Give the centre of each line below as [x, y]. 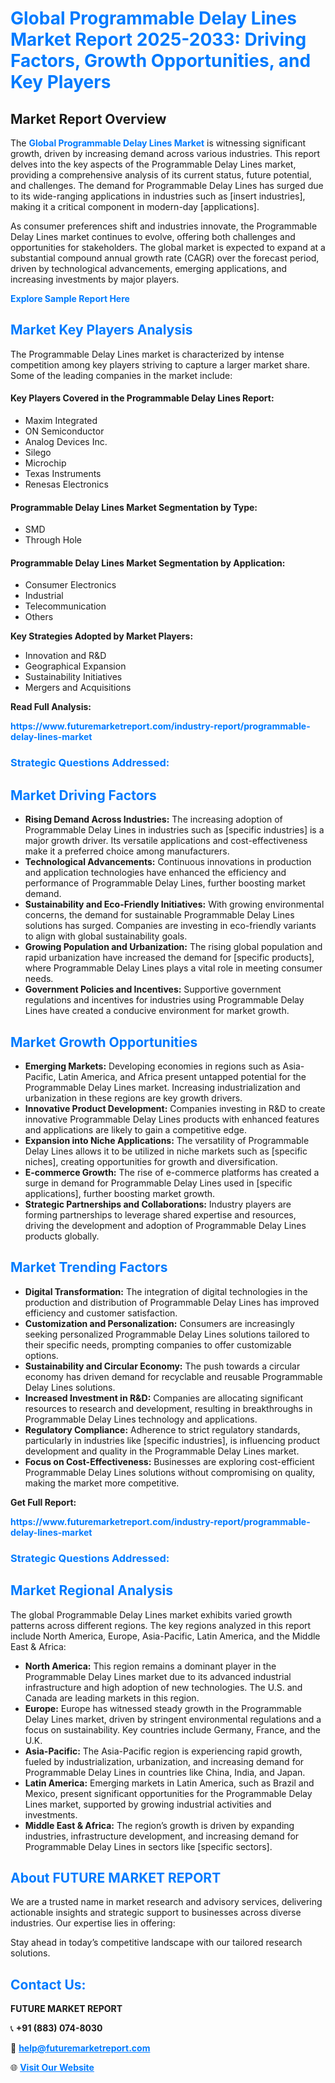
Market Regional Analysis [92, 1590]
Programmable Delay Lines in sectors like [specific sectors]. [148, 1846]
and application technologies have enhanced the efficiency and [155, 873]
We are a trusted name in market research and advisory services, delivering [166, 1902]
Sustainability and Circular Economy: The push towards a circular [162, 1366]
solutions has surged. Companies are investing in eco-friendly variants [170, 926]
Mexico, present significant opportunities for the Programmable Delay [168, 1793]
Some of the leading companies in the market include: [121, 375]
